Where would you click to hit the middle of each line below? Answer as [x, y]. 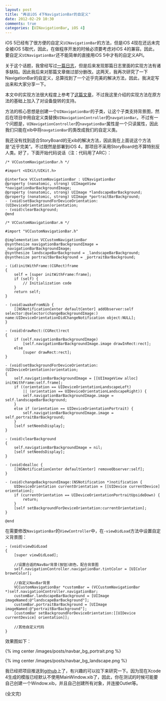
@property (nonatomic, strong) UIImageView [51, 184]
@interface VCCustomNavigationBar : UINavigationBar [61, 179]
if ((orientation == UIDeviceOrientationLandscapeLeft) [73, 387]
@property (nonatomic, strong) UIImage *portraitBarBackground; [73, 197]
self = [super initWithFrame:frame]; [53, 275]
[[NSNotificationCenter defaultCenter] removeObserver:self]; [79, 469]
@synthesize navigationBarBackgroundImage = [52, 244]
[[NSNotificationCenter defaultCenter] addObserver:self [74, 309]
